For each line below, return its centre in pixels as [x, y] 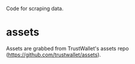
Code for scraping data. [35, 9]
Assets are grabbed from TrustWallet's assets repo [67, 48]
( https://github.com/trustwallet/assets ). [54, 55]
